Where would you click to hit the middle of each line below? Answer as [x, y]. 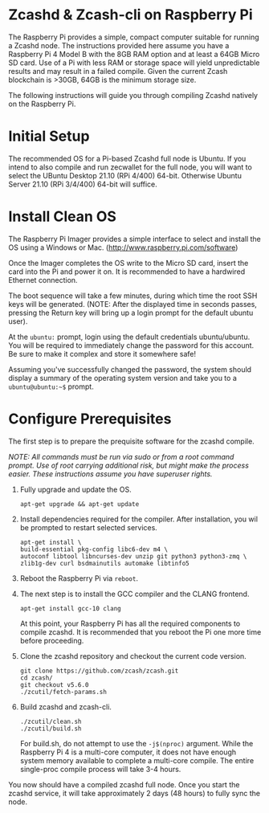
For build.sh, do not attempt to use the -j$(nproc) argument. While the [137, 743]
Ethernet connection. [43, 280]
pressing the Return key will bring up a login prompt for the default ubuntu [131, 313]
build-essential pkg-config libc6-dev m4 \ [94, 549]
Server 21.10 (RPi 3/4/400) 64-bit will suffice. [83, 184]
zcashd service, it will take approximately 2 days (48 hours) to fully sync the [134, 793]
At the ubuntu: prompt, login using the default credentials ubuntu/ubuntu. [129, 337]
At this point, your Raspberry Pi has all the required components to [130, 623]
